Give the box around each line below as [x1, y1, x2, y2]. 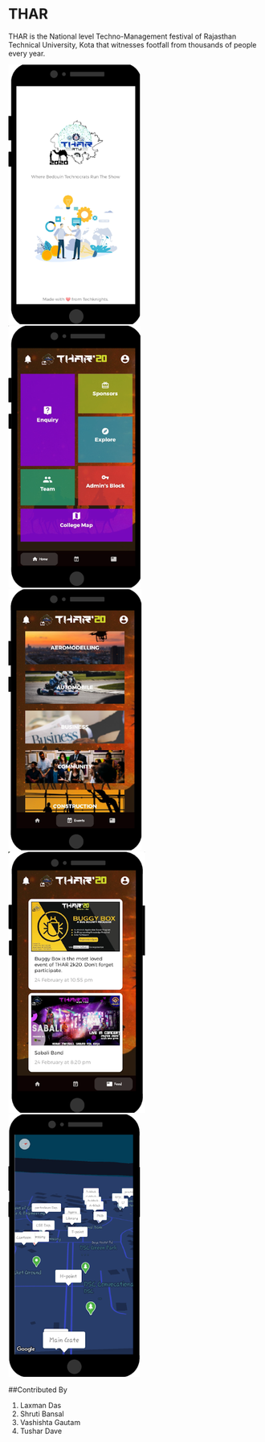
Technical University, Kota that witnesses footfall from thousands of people [8, 39, 257, 49]
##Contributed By [8, 1385, 67, 1395]
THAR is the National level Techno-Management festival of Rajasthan [8, 31, 237, 41]
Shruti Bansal [19, 1409, 64, 1419]
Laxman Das [19, 1400, 62, 1410]
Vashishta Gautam [19, 1417, 81, 1427]
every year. [8, 48, 46, 58]
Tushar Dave [19, 1426, 63, 1436]
